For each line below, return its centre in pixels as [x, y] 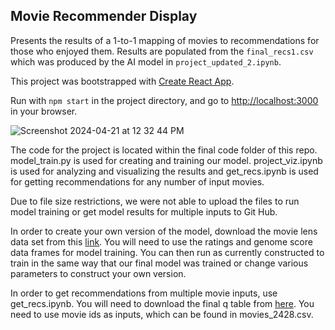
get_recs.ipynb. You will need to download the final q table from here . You [162, 303]
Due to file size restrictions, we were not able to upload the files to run [155, 201]
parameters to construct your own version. [98, 273]
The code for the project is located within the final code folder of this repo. [164, 150]
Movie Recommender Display [104, 16]
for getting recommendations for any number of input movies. [137, 181]
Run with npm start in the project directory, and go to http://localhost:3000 [164, 100]
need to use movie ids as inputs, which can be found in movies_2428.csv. [162, 314]
